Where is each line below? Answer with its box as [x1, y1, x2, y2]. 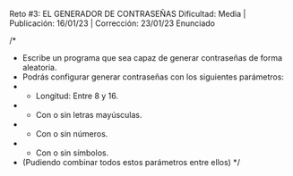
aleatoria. [22, 63, 57, 72]
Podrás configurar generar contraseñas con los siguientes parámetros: [22, 71, 285, 82]
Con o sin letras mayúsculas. [35, 110, 142, 120]
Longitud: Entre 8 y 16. [35, 90, 119, 101]
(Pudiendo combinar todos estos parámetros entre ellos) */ [22, 157, 240, 167]
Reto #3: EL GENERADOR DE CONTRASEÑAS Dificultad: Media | [9, 9, 246, 19]
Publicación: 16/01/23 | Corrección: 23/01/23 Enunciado [9, 18, 216, 29]
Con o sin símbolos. [35, 147, 109, 158]
